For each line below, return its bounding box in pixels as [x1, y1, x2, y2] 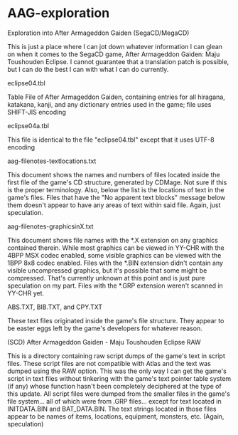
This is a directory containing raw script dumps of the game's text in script [7, 351, 226, 360]
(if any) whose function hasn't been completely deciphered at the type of [7, 382, 222, 390]
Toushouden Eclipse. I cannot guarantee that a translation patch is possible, [7, 57, 229, 65]
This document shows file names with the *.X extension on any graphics [7, 236, 218, 244]
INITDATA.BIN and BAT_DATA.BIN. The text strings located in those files [7, 404, 217, 413]
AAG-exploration [7, 5, 110, 21]
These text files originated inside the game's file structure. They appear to [7, 316, 225, 325]
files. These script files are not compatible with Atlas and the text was [7, 359, 211, 367]
